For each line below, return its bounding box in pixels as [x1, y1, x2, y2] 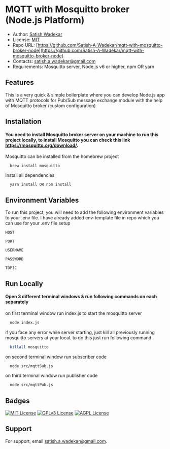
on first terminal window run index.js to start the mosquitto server [5, 310, 142, 316]
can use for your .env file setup [5, 220, 71, 227]
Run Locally [5, 279, 43, 288]
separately [5, 299, 29, 305]
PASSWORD [5, 256, 24, 262]
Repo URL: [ [12, 42, 38, 48]
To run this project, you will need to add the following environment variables [5, 209, 164, 215]
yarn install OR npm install [10, 182, 72, 187]
